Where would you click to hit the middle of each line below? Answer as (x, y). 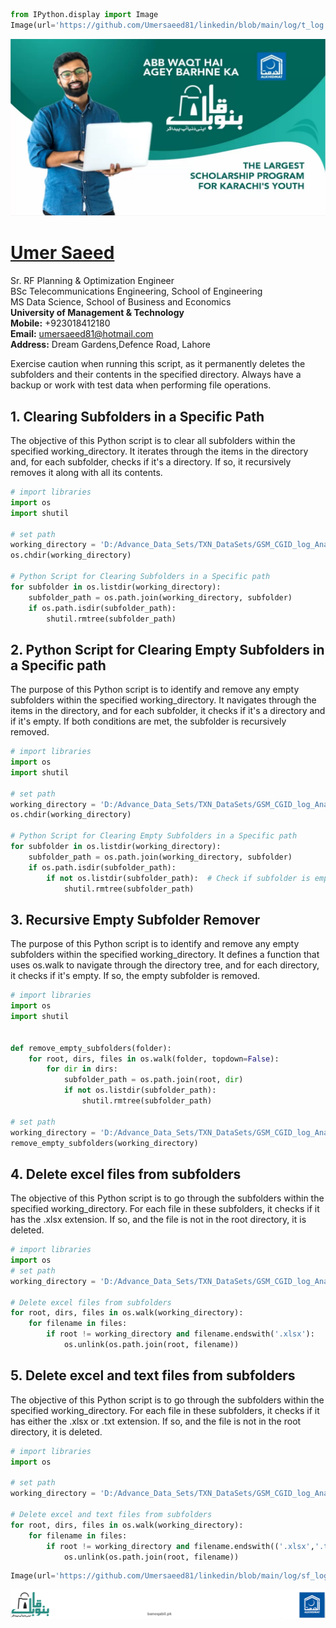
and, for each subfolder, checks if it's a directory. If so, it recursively (151, 462)
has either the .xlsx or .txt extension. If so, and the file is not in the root (156, 1421)
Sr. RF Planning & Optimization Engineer (92, 281)
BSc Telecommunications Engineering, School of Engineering (136, 291)
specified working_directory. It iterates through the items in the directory (159, 451)
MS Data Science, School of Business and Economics (121, 302)
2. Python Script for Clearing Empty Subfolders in (167, 649)
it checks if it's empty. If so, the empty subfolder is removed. (135, 976)
